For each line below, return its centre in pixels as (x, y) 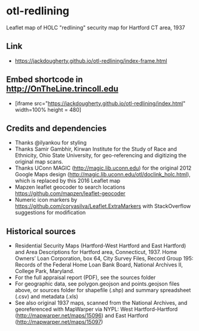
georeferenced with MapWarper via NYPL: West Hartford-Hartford (96, 309)
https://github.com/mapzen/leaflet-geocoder (70, 194)
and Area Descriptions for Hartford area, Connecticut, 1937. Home (96, 252)
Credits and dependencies (56, 128)
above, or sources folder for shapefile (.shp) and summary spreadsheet (103, 290)
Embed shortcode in (45, 80)
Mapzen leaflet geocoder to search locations (70, 187)
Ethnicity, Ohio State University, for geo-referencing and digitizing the (101, 155)
